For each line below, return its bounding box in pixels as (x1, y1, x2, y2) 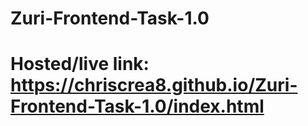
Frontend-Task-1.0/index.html (10, 95, 265, 118)
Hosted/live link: (10, 53, 150, 76)
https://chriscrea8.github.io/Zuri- (10, 74, 298, 97)
